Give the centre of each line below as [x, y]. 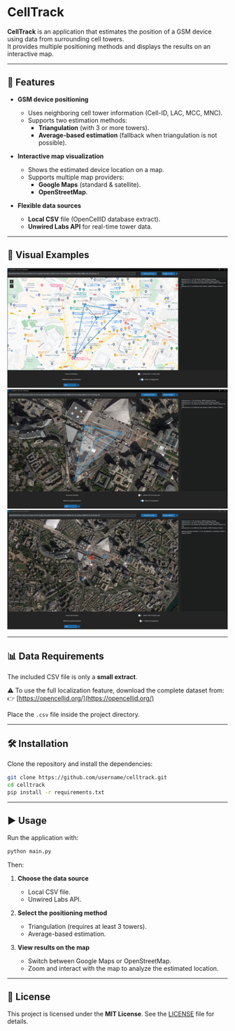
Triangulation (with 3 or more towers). [94, 127]
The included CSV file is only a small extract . [72, 676]
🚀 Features [31, 82]
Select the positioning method [62, 913]
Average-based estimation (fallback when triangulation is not [128, 135]
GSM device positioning [53, 99]
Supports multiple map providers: [76, 177]
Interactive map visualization [60, 156]
